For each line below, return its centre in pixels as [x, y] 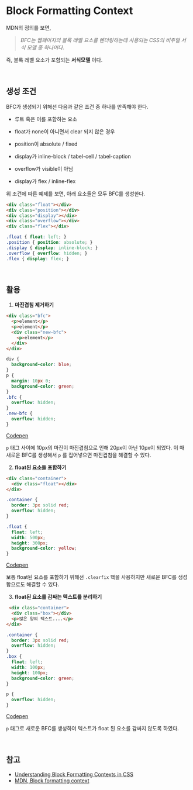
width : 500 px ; [28, 537]
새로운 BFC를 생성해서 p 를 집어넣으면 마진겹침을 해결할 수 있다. [79, 455]
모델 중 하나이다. [45, 47]
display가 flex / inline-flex [45, 181]
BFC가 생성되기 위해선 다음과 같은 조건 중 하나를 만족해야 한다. [77, 106]
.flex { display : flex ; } [37, 258]
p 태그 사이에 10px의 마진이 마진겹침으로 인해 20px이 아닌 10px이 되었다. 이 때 [95, 447]
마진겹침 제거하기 [34, 305]
